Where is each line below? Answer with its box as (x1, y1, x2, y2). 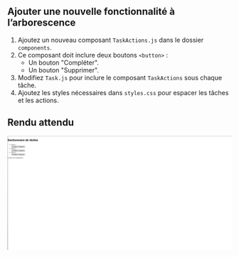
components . (17, 43, 52, 52)
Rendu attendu (7, 116, 75, 128)
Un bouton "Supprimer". (28, 65, 100, 74)
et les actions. (17, 96, 59, 104)
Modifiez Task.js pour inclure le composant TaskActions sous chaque (17, 73, 223, 82)
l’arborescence (7, 17, 76, 29)
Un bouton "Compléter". (28, 58, 100, 67)
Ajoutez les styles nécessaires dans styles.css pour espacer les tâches (17, 88, 229, 97)
